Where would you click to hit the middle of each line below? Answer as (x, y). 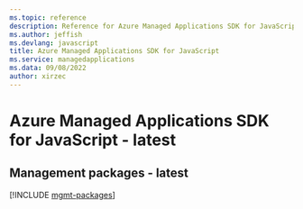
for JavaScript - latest (93, 140)
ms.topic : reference (48, 18)
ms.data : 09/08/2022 (48, 68)
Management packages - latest (99, 173)
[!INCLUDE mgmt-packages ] (62, 195)
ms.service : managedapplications (72, 59)
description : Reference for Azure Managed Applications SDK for (133, 26)
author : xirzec (38, 77)
